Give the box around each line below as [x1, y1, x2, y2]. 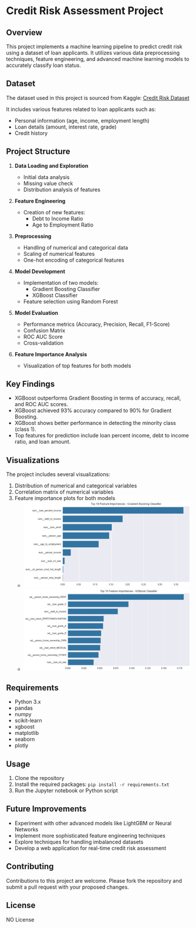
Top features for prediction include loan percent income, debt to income [14, 432, 189, 439]
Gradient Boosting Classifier [32, 285, 100, 292]
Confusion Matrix [23, 327, 66, 334]
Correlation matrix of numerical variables [14, 488, 114, 495]
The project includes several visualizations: [6, 471, 110, 478]
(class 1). [14, 426, 36, 433]
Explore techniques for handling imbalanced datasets [14, 838, 144, 845]
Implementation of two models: [23, 279, 99, 286]
